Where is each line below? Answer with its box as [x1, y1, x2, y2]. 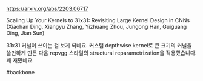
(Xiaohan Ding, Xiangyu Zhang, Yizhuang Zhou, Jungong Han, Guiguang [6, 23, 187, 30]
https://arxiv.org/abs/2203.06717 [6, 5, 89, 12]
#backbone [6, 69, 35, 76]
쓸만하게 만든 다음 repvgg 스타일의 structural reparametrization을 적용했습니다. [6, 49, 197, 56]
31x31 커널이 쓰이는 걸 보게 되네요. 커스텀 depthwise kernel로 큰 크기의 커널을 [6, 42, 192, 49]
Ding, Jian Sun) [6, 29, 45, 37]
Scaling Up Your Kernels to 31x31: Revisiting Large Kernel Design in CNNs [6, 17, 190, 23]
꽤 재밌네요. [6, 57, 35, 64]
